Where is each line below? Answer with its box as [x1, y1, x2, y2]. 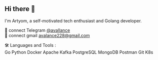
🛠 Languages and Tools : [4, 42, 56, 48]
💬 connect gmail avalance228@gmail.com [4, 32, 90, 38]
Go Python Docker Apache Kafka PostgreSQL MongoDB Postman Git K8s [4, 49, 154, 55]
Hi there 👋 [4, 5, 35, 13]
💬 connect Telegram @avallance [4, 27, 70, 33]
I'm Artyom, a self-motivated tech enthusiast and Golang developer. [4, 18, 142, 23]
